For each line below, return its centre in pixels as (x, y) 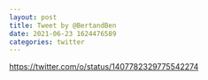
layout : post (33, 17)
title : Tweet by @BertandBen (63, 25)
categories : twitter (47, 42)
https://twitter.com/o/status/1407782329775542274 (104, 67)
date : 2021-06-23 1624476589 (63, 33)
